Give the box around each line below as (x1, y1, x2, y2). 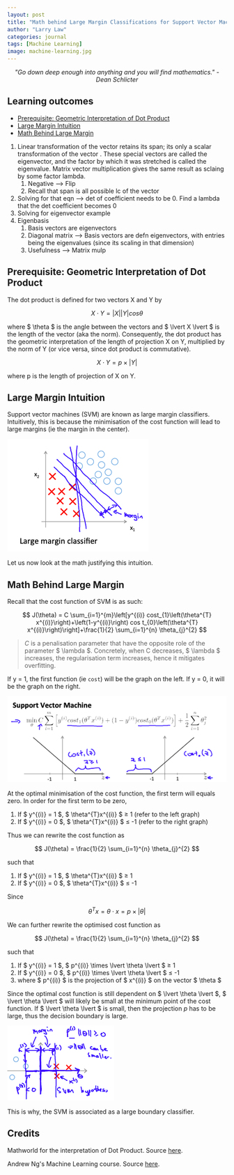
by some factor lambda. (17, 171, 86, 180)
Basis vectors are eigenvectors (27, 224, 117, 232)
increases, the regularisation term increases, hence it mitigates (24, 654, 205, 662)
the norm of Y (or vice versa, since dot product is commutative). (7, 345, 192, 353)
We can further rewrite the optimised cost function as (7, 920, 161, 929)
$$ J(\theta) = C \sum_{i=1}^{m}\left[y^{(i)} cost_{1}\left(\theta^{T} (22, 611, 212, 619)
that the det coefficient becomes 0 (17, 201, 117, 210)
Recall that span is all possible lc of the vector (27, 187, 159, 195)
